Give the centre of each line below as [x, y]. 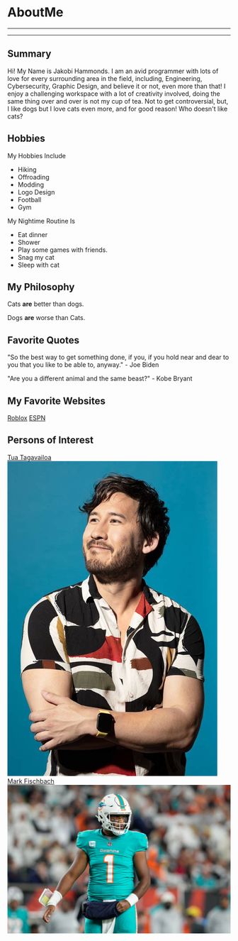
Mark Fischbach [31, 781]
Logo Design [36, 192]
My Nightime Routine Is [41, 221]
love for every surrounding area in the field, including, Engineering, [105, 78]
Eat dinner [33, 234]
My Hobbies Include [36, 155]
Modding [31, 185]
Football [29, 199]
